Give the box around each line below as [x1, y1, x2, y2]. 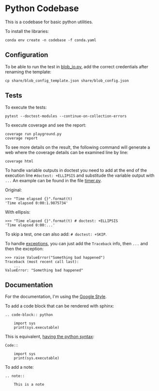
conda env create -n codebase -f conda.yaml [5, 37, 96, 43]
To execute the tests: [5, 104, 47, 110]
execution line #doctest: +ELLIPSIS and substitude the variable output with [5, 172, 155, 178]
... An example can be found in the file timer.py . [5, 177, 102, 183]
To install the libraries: [5, 28, 49, 34]
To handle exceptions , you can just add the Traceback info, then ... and [5, 240, 148, 246]
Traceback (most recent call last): [5, 259, 79, 264]
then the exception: [5, 246, 44, 251]
